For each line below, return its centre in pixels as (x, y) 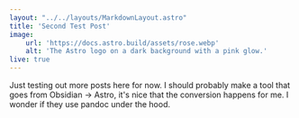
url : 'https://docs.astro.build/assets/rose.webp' (122, 43)
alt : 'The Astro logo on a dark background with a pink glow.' (147, 51)
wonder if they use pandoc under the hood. (90, 104)
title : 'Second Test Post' (60, 26)
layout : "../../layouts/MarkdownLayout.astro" (98, 18)
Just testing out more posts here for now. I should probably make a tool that (150, 85)
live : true (30, 59)
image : (22, 34)
